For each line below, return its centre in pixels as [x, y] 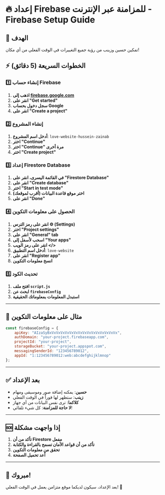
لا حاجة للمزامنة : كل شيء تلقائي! [42, 408]
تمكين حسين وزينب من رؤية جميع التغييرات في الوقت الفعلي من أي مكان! [72, 50]
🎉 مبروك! [18, 475]
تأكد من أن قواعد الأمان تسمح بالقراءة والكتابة [54, 445]
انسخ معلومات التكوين [33, 261]
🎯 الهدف [17, 38]
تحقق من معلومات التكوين [36, 450]
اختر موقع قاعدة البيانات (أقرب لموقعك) [48, 193]
